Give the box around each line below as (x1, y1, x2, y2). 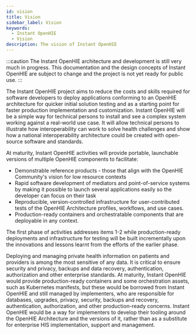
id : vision (6, 8, 33, 15)
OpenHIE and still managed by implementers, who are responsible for (6, 290, 175, 297)
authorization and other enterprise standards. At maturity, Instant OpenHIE (6, 271, 187, 278)
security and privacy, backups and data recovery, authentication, (6, 264, 164, 272)
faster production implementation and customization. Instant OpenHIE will (6, 107, 185, 114)
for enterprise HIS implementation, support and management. (6, 321, 155, 328)
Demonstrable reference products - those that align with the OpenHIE (14, 167, 184, 174)
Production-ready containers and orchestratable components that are (14, 210, 184, 218)
